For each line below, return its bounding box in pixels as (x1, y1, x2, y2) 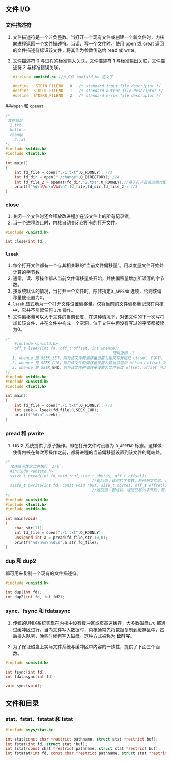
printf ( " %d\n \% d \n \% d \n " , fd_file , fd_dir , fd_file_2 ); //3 (14, 184, 138, 189)
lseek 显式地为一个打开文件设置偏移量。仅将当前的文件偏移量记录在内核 (12, 301, 164, 307)
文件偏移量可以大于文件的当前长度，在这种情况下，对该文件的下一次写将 (12, 314, 164, 320)
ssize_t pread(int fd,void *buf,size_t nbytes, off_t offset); (10, 474, 147, 479)
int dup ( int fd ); (5, 590, 42, 595)
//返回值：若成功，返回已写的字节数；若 (92, 487, 165, 493)
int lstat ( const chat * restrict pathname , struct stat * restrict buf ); (5, 746, 160, 751)
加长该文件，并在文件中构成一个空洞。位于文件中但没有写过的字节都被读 (12, 320, 164, 326)
